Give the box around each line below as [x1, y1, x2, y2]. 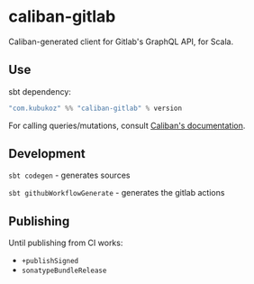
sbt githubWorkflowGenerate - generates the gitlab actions [8, 188, 225, 198]
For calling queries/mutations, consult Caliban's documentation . [8, 120, 246, 131]
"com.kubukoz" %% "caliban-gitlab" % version [8, 104, 182, 113]
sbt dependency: [8, 86, 71, 96]
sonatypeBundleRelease [21, 266, 107, 276]
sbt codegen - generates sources [8, 169, 131, 181]
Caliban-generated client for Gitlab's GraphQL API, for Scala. [8, 36, 234, 47]
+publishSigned [21, 257, 79, 266]
